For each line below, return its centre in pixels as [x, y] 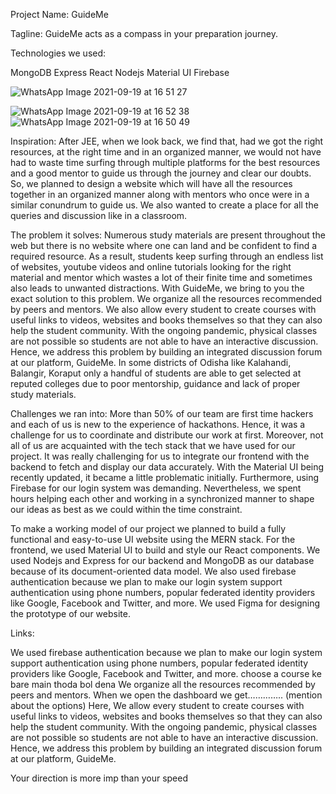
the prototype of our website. [70, 613]
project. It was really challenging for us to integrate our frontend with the [160, 456]
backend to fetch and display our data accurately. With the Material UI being [167, 467]
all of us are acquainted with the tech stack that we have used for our [153, 445]
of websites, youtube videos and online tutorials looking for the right [151, 267]
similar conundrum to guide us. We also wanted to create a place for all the [164, 205]
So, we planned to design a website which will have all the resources [151, 183]
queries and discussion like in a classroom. [99, 215]
